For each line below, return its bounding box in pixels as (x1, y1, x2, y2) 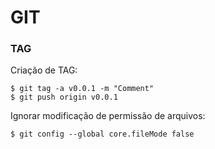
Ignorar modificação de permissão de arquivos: (10, 110, 206, 122)
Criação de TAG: (10, 64, 78, 76)
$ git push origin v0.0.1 (10, 92, 118, 103)
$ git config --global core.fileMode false (10, 129, 195, 140)
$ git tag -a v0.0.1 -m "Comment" (10, 84, 155, 94)
